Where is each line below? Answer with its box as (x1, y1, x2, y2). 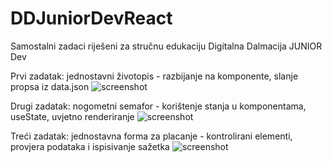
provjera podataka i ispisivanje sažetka (10, 140, 170, 152)
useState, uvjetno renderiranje (10, 110, 135, 122)
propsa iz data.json (10, 80, 90, 92)
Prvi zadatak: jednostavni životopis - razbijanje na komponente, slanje (10, 70, 299, 82)
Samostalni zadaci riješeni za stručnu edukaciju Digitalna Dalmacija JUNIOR (10, 40, 323, 52)
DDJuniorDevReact (10, 7, 173, 30)
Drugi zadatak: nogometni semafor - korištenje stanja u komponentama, (10, 100, 307, 112)
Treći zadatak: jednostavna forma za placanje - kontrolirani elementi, (10, 130, 293, 142)
